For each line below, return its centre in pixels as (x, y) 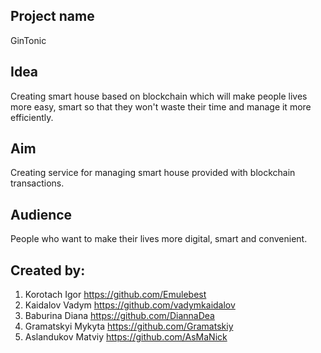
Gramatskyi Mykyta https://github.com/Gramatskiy (129, 326)
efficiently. (32, 117)
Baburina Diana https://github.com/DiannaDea (119, 316)
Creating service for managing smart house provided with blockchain (153, 173)
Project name (52, 16)
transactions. (37, 183)
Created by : (48, 270)
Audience (41, 214)
